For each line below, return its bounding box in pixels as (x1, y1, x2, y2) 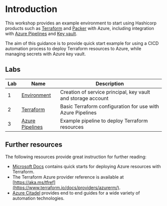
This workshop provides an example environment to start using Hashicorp (5, 20, 157, 26)
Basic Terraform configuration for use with (60, 103, 159, 110)
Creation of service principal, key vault (60, 88, 151, 95)
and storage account (60, 95, 109, 102)
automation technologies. (12, 195, 65, 201)
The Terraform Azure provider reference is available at (12, 174, 124, 180)
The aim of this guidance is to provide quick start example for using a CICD (5, 40, 159, 46)
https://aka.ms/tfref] (14, 179, 56, 185)
